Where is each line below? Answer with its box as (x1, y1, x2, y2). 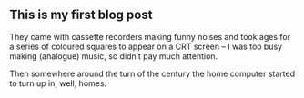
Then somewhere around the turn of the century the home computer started (9, 68, 296, 79)
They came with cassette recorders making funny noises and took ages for (9, 31, 291, 42)
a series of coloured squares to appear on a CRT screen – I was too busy (9, 41, 283, 52)
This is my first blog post (9, 7, 153, 23)
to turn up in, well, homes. (9, 77, 107, 89)
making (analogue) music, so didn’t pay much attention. (9, 50, 218, 62)
